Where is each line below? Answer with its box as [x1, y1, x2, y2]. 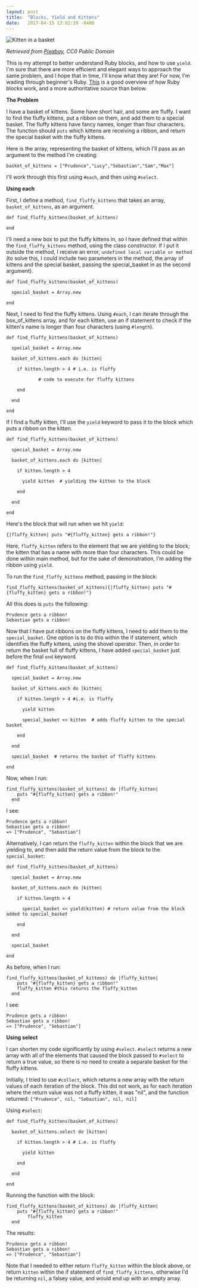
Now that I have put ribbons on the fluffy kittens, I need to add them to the [6, 628, 188, 635]
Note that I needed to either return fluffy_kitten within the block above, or [6, 1262, 191, 1269]
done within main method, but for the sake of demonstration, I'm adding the [6, 555, 192, 563]
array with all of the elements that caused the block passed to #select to [6, 1052, 185, 1059]
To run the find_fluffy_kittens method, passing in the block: [6, 573, 158, 581]
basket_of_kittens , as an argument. [6, 203, 95, 210]
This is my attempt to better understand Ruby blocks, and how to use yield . [6, 59, 192, 66]
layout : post [6, 8, 39, 15]
